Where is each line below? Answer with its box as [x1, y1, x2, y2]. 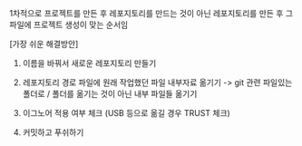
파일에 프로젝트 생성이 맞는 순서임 [9, 19, 129, 30]
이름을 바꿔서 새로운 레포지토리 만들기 [22, 58, 157, 68]
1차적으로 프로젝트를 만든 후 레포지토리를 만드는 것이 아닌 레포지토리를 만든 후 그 [9, 8, 293, 18]
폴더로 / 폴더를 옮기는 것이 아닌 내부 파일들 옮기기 [22, 89, 198, 99]
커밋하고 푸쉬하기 [22, 127, 84, 138]
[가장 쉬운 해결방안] [9, 39, 79, 49]
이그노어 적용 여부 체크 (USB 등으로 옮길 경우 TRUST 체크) [22, 108, 231, 118]
